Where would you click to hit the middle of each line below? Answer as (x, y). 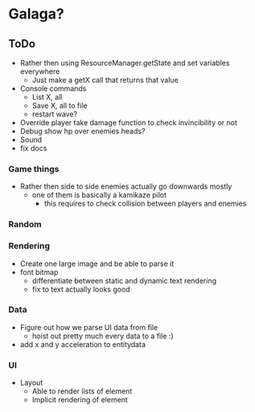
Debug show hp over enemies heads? (82, 131)
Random (25, 224)
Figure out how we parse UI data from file (89, 327)
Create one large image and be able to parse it (97, 263)
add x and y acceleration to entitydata (83, 344)
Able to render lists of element (82, 391)
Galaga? (36, 14)
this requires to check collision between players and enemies (145, 204)
